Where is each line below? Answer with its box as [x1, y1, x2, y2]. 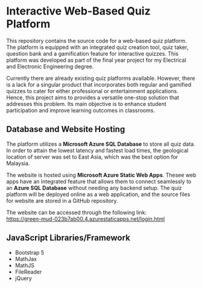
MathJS [14, 261, 35, 269]
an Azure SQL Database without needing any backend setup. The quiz [6, 184, 182, 191]
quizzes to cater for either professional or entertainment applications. [6, 87, 179, 94]
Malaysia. [6, 159, 30, 167]
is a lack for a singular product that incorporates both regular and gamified [6, 80, 192, 88]
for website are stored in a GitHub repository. [6, 197, 119, 204]
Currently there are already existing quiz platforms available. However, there [6, 74, 195, 82]
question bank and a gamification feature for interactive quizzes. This [6, 50, 179, 57]
